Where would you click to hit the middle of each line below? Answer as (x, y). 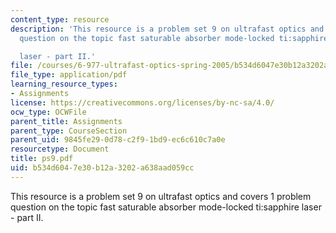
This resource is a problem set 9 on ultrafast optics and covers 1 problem (161, 196)
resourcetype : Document (60, 149)
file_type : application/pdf (69, 75)
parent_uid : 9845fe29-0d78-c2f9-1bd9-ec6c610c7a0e (118, 140)
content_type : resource (60, 19)
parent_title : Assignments (66, 121)
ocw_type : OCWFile (48, 112)
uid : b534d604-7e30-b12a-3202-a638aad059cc (102, 168)
